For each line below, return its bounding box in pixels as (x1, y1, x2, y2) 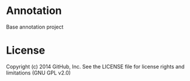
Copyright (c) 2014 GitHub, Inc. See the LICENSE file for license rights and (6, 63, 185, 70)
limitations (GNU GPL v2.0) (6, 69, 71, 76)
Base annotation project (6, 23, 64, 30)
